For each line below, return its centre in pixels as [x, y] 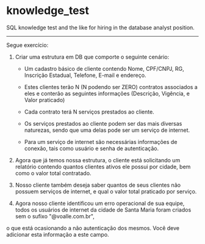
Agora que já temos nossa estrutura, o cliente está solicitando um [98, 160]
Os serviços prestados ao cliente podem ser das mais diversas [103, 123]
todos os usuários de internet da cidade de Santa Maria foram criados [103, 210]
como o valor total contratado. [53, 173]
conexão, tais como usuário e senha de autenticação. [92, 148]
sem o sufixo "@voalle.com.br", [55, 216]
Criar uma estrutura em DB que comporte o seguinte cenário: [92, 57]
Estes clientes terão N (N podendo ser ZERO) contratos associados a [111, 87]
